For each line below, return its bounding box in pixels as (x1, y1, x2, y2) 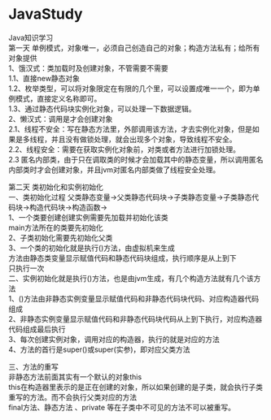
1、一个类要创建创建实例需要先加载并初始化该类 (8, 212, 168, 222)
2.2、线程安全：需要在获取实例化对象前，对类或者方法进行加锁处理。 (8, 144, 241, 154)
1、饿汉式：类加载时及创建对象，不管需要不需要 (8, 63, 168, 73)
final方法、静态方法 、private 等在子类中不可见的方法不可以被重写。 (8, 402, 236, 412)
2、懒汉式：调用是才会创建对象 (8, 114, 113, 123)
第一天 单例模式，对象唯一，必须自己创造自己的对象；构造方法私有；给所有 (8, 42, 260, 53)
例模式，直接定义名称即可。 (8, 93, 102, 103)
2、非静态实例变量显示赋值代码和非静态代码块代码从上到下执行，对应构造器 (8, 314, 263, 323)
